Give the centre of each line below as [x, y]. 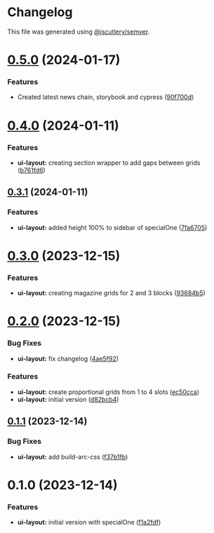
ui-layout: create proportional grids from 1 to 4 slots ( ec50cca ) [108, 392]
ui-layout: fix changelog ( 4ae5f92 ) [68, 358]
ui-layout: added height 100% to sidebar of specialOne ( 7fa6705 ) [112, 227]
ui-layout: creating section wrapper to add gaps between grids [109, 163]
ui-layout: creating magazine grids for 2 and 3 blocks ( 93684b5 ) [111, 293]
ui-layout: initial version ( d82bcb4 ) [68, 399]
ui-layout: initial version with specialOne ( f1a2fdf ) [89, 522]
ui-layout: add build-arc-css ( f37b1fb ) [73, 457]
